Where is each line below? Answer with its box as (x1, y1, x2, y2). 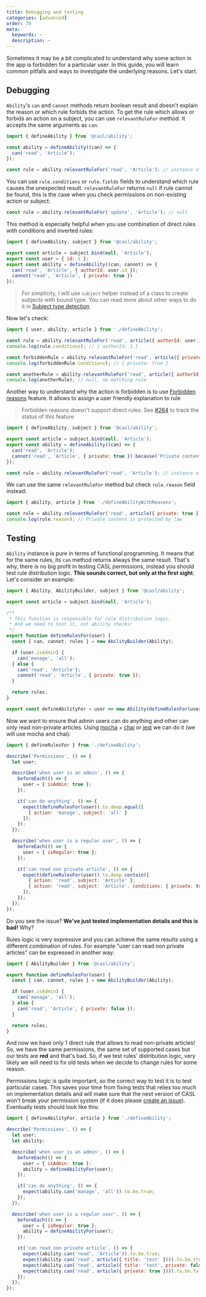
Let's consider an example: (6, 575, 75, 583)
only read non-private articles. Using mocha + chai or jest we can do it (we (6, 723, 196, 731)
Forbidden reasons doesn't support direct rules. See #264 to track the (21, 406, 199, 414)
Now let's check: (6, 315, 49, 322)
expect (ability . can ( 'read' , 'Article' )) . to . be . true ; (22, 1251, 161, 1257)
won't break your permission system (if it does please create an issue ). (6, 1097, 186, 1104)
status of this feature (21, 413, 74, 420)
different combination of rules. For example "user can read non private (6, 942, 185, 950)
